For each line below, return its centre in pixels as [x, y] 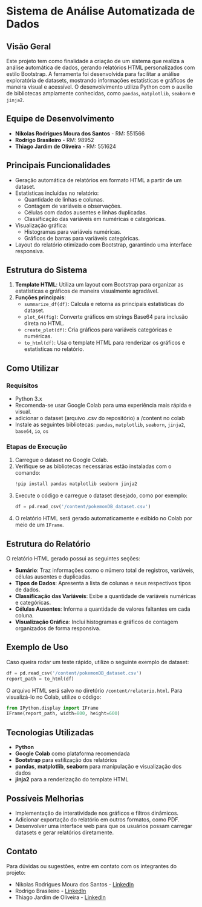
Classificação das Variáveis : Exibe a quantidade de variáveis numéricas [106, 596]
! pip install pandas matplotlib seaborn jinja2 [76, 484]
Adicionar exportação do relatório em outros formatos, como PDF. [97, 819]
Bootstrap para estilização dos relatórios [66, 760]
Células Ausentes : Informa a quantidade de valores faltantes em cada [103, 609]
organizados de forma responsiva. [58, 628]
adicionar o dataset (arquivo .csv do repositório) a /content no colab [100, 418]
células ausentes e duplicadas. [54, 576]
